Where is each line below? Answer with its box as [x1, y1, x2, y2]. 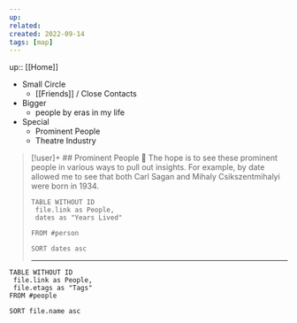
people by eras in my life [34, 107, 126, 118]
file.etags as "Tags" [12, 284, 93, 293]
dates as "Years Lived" [34, 213, 123, 222]
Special [21, 117, 50, 127]
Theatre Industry [34, 135, 96, 146]
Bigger [21, 98, 47, 109]
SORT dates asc [30, 244, 88, 253]
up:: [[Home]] [9, 62, 59, 73]
